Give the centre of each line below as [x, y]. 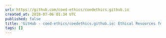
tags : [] [14, 28]
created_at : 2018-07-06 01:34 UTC [41, 14]
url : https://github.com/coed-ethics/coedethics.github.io [67, 10]
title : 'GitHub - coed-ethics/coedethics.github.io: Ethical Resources [80, 23]
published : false [23, 19]
